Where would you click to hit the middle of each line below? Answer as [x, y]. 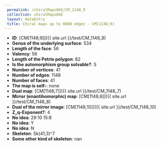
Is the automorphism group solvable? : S [54, 64]
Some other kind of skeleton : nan [47, 139]
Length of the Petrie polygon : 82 [46, 59]
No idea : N [23, 128]
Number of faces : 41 [33, 80]
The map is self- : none [35, 86]
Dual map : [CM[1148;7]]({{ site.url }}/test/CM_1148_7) [66, 91]
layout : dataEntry [26, 19]
